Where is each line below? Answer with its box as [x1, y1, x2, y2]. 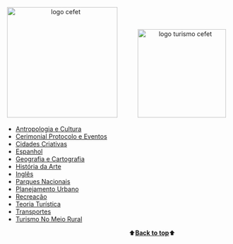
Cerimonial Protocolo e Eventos [15, 132, 107, 141]
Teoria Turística [15, 200, 61, 208]
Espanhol [15, 147, 43, 156]
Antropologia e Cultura [15, 124, 82, 133]
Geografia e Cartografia [15, 155, 85, 163]
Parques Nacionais [15, 178, 71, 185]
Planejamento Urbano [15, 185, 79, 193]
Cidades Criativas [15, 140, 67, 148]
